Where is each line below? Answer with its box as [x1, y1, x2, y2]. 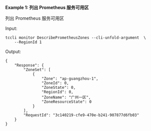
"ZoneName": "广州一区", [41, 95, 91, 100]
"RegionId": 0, [41, 89, 73, 94]
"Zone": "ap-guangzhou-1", [41, 76, 99, 81]
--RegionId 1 [14, 40, 42, 45]
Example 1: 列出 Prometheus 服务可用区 [5, 5, 89, 10]
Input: [5, 25, 18, 31]
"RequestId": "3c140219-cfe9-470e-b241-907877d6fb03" [23, 113, 139, 118]
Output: [5, 49, 21, 54]
